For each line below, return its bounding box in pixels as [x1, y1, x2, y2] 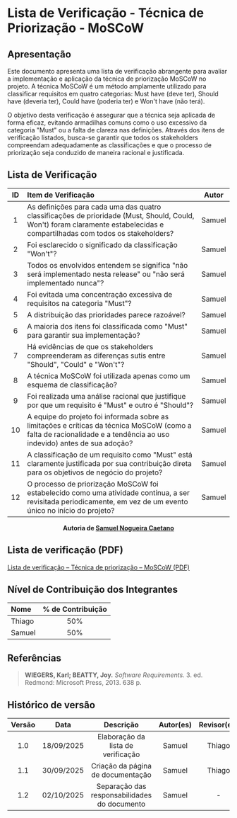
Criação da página [90, 761, 152, 771]
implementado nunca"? [27, 278, 104, 288]
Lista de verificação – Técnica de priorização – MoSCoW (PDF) [7, 563, 190, 572]
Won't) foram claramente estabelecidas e [27, 220, 164, 229]
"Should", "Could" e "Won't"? [27, 359, 125, 369]
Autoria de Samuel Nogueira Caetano [63, 523, 174, 532]
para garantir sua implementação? [27, 330, 140, 340]
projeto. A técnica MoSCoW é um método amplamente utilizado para [7, 82, 207, 90]
